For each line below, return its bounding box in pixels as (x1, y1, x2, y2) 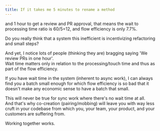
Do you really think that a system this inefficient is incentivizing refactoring (5, 35, 156, 41)
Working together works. (5, 120, 55, 126)
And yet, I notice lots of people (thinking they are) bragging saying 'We (5, 50, 148, 56)
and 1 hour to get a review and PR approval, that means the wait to (5, 21, 138, 26)
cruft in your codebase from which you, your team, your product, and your (5, 105, 155, 111)
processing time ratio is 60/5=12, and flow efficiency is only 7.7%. (5, 26, 137, 32)
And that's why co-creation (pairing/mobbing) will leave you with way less (5, 100, 155, 106)
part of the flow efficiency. (5, 66, 59, 72)
